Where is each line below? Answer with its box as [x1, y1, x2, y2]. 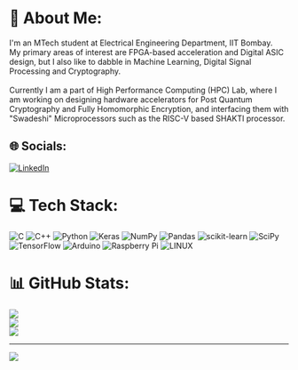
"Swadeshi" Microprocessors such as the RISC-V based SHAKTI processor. [9, 113, 286, 124]
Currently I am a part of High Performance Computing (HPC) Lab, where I [9, 84, 278, 95]
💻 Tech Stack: [9, 195, 119, 215]
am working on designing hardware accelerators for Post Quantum [9, 93, 253, 105]
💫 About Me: [9, 8, 103, 28]
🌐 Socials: [9, 139, 67, 154]
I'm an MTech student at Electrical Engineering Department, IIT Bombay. [9, 37, 273, 48]
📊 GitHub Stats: [9, 273, 130, 293]
